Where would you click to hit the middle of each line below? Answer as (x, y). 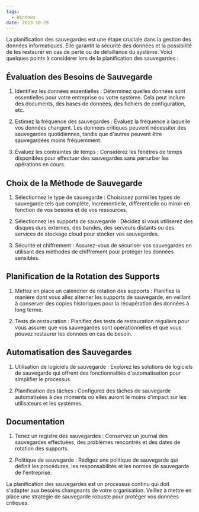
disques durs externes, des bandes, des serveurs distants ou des (94, 228)
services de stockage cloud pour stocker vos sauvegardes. (87, 234)
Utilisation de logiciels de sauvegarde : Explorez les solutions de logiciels (104, 366)
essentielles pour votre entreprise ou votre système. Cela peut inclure (100, 98)
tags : (13, 12)
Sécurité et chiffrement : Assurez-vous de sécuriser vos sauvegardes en (103, 245)
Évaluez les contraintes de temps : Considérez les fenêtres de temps (98, 152)
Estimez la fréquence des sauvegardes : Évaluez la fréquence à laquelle (102, 121)
